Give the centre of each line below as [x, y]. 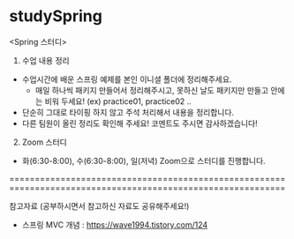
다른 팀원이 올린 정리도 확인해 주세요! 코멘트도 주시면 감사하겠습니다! [139, 123]
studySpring [56, 16]
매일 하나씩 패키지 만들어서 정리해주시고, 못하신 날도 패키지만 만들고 [152, 90]
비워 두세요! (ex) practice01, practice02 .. [118, 101]
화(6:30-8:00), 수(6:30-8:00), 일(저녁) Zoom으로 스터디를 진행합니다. [144, 161]
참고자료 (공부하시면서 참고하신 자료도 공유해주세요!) [99, 205]
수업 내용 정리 [45, 60]
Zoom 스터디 [45, 142]
